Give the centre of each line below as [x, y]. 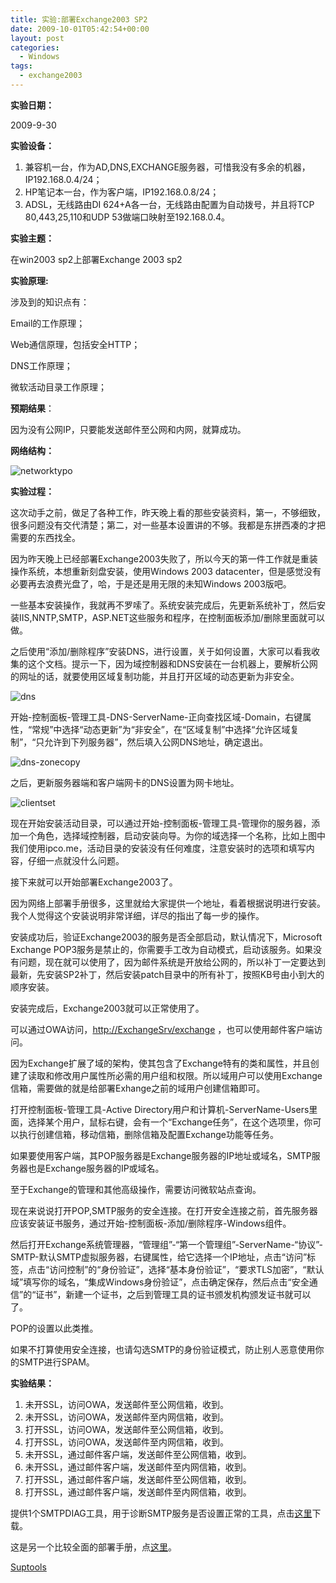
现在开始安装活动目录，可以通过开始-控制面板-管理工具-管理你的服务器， [161, 823]
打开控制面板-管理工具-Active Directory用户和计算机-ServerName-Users [160, 1109]
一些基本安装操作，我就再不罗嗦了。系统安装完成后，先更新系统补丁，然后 [163, 605]
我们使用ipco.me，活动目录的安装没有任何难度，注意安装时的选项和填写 [158, 848]
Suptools [28, 1567]
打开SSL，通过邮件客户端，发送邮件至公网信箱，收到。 [138, 1479]
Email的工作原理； [48, 323]
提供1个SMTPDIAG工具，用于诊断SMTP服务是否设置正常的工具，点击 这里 [161, 1513]
